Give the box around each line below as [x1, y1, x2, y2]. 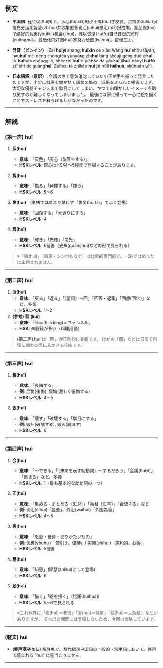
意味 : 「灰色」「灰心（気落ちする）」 [19, 156, 90, 162]
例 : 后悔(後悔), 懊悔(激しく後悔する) [19, 388, 90, 394]
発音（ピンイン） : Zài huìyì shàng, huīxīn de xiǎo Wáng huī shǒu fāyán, [12, 47, 156, 53]
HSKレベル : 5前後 [19, 546, 55, 552]
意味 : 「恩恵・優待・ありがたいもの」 [19, 534, 95, 540]
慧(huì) [12, 556, 27, 562]
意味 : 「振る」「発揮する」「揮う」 [19, 182, 86, 189]
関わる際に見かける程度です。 [25, 342, 85, 348]
